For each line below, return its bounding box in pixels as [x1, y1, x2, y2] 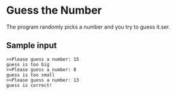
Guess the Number [6, 4, 102, 17]
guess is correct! [6, 82, 52, 88]
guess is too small [6, 72, 55, 78]
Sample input [6, 40, 57, 51]
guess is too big [6, 61, 50, 67]
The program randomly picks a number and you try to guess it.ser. [6, 23, 170, 30]
